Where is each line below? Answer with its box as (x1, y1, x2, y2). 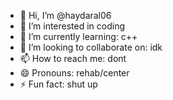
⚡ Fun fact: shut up (19, 78, 98, 90)
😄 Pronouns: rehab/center (19, 67, 130, 79)
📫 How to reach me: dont (19, 53, 127, 64)
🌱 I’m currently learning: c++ (19, 31, 138, 42)
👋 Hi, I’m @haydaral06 (19, 10, 112, 21)
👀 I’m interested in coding (19, 20, 126, 32)
